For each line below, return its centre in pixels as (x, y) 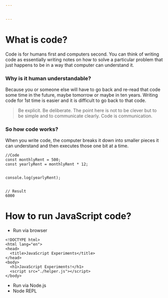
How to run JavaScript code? (68, 216)
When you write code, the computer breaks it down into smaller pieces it (82, 141)
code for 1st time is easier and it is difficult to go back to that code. (76, 100)
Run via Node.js (29, 286)
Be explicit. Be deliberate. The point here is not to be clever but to (87, 110)
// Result (16, 191)
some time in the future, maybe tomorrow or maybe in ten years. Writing (82, 95)
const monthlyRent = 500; (33, 160)
